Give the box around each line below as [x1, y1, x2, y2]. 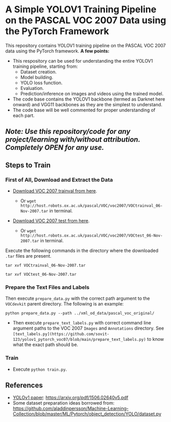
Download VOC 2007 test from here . [12, 218, 90, 224]
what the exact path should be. [12, 341, 78, 348]
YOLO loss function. [20, 80, 63, 86]
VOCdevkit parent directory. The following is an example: [5, 301, 124, 307]
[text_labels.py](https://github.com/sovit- [12, 332, 110, 337]
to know [146, 336, 164, 342]
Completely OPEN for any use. [5, 143, 104, 152]
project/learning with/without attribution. [5, 135, 141, 144]
